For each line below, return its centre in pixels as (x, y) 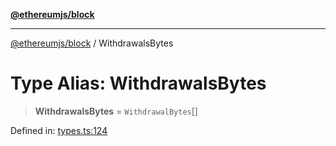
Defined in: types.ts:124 (59, 130)
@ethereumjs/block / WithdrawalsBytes (92, 43)
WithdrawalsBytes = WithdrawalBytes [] (116, 111)
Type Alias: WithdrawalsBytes (138, 83)
